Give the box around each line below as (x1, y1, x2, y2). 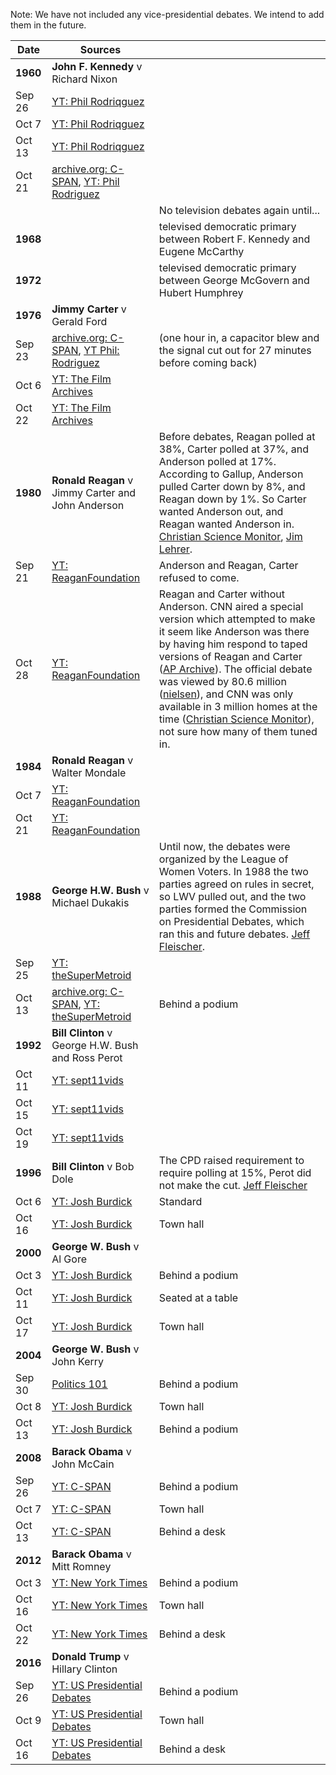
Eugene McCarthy (158, 245, 245, 258)
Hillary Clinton (51, 1662, 118, 1676)
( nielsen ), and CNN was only (158, 687, 294, 701)
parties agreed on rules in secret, (158, 877, 315, 891)
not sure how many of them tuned (158, 725, 318, 738)
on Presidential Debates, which (158, 915, 305, 928)
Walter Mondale (51, 766, 127, 779)
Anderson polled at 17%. (158, 455, 277, 468)
